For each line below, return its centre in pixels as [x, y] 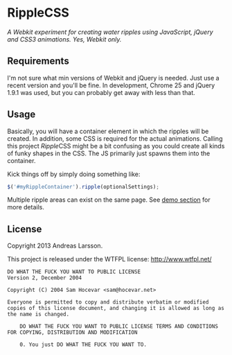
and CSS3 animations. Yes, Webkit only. [64, 39]
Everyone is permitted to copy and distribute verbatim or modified [108, 302]
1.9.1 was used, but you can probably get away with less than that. [101, 92]
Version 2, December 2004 [44, 278]
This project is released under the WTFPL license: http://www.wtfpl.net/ [110, 259]
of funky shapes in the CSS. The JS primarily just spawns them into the [109, 153]
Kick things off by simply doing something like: [74, 174]
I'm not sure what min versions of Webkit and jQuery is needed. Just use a [113, 78]
